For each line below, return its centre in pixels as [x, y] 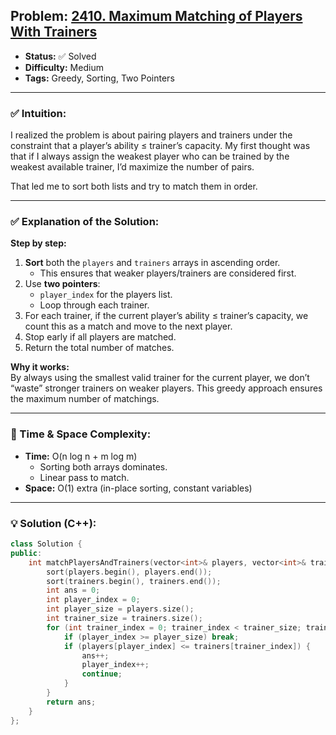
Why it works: [40, 367]
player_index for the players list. [106, 295]
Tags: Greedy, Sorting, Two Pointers [99, 78]
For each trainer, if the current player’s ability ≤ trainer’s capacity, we [166, 316]
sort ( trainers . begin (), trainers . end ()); [134, 581]
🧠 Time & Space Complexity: [81, 434]
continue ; [102, 674]
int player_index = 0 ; [93, 600]
